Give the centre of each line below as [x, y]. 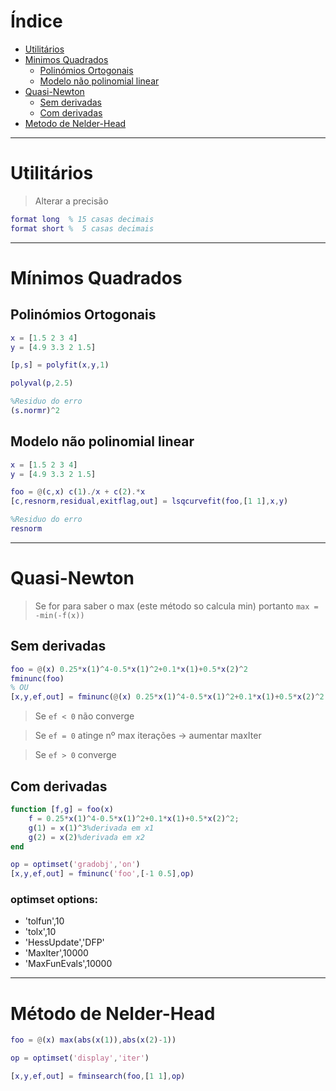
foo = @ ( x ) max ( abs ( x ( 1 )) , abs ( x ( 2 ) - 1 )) [93, 1040]
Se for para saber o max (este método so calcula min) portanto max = [176, 606]
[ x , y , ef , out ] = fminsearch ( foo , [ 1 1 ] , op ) [98, 1076]
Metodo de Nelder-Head [75, 123]
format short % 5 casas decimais [82, 228]
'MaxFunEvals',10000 [68, 964]
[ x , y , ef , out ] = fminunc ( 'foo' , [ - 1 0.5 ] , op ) [102, 874]
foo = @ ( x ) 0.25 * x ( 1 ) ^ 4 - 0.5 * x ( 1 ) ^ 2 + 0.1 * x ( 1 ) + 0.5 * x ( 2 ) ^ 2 [129, 669]
